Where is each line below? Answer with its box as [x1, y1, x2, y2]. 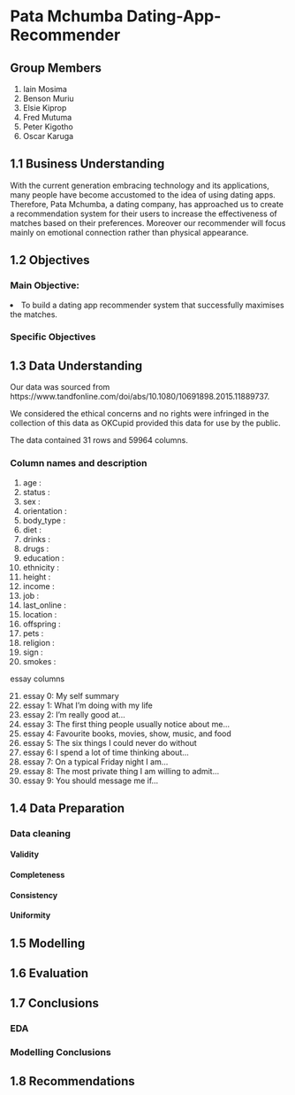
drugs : [22, 543, 49, 554]
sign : [22, 647, 43, 657]
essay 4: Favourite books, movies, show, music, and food [22, 728, 232, 739]
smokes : [22, 656, 57, 666]
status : [22, 486, 50, 497]
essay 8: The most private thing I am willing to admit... [22, 765, 220, 776]
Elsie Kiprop [22, 103, 67, 113]
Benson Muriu [22, 93, 74, 104]
